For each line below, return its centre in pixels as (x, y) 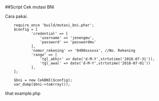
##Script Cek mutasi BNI (30, 7)
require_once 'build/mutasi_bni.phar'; (54, 25)
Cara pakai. (16, 16)
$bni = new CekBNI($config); (43, 80)
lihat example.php (23, 93)
